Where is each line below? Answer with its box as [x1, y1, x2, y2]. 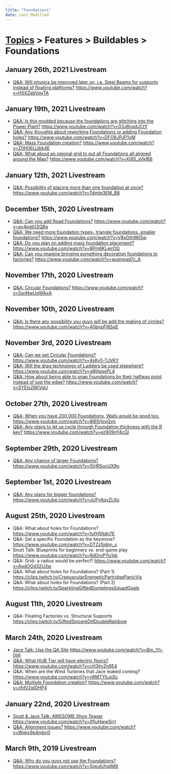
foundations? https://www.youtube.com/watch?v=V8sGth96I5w [12, 234, 147, 240]
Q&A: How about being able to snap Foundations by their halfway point [12, 374, 162, 380]
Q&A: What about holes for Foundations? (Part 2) [12, 579, 116, 585]
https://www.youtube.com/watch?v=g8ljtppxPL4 [12, 368, 115, 374]
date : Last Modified [5, 12, 50, 17]
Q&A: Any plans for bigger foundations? [12, 491, 96, 497]
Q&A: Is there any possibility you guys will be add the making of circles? [12, 318, 164, 324]
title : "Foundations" [5, 7, 52, 13]
